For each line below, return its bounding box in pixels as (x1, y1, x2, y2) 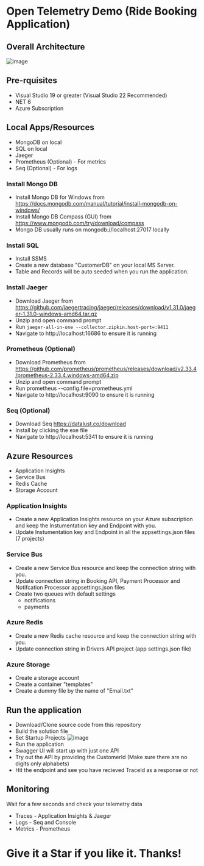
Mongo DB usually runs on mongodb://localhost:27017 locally (15, 226, 169, 233)
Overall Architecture (6, 41, 85, 52)
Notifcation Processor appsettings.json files (15, 583, 125, 591)
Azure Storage (6, 660, 51, 669)
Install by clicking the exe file (15, 427, 88, 434)
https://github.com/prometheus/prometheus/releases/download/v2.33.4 (15, 365, 197, 372)
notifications (24, 596, 56, 604)
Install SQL (6, 241, 39, 250)
